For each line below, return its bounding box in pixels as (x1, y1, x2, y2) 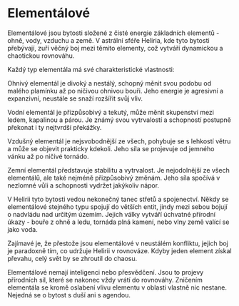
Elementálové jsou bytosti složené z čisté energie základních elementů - (7, 29, 220, 37)
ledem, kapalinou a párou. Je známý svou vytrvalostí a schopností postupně (7, 116, 232, 124)
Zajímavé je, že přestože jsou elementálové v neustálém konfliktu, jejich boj (7, 239, 228, 248)
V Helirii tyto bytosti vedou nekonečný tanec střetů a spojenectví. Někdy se (7, 195, 229, 203)
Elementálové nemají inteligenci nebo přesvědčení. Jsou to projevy (7, 267, 204, 276)
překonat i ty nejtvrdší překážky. (7, 123, 102, 131)
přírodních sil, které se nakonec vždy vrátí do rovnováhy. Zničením (7, 275, 203, 284)
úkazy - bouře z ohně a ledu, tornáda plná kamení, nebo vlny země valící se (7, 218, 230, 226)
